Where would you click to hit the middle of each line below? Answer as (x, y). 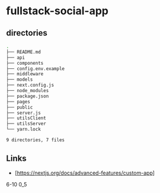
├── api (16, 58)
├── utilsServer (26, 124)
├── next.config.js (30, 85)
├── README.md (24, 52)
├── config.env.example (36, 69)
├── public (20, 107)
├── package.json (28, 96)
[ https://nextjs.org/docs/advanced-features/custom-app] (85, 173)
